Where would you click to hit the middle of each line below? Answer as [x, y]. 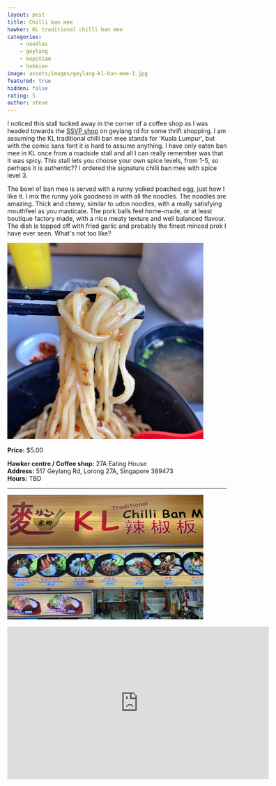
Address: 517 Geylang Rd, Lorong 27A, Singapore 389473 [90, 471]
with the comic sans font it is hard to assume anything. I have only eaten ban [117, 146]
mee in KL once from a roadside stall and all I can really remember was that [115, 153]
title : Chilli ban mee [40, 22]
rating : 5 [22, 95]
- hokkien [34, 66]
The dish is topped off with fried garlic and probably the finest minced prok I [117, 226]
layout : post [26, 15]
